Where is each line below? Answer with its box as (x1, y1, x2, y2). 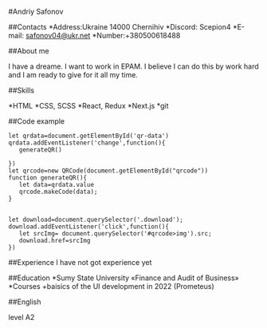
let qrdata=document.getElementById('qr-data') (8, 132, 170, 140)
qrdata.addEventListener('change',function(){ (8, 139, 166, 147)
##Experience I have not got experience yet (8, 258, 152, 267)
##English (8, 297, 41, 306)
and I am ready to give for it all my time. (8, 70, 138, 79)
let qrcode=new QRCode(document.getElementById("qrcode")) (8, 167, 209, 175)
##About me (8, 46, 49, 55)
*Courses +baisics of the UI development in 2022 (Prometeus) (8, 282, 215, 290)
